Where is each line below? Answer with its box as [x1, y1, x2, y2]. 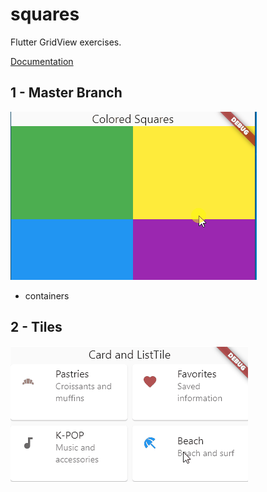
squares [10, 3, 80, 26]
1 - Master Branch [10, 84, 123, 102]
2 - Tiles [10, 319, 63, 336]
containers [24, 289, 70, 302]
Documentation [10, 55, 74, 67]
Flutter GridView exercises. [10, 36, 122, 48]
